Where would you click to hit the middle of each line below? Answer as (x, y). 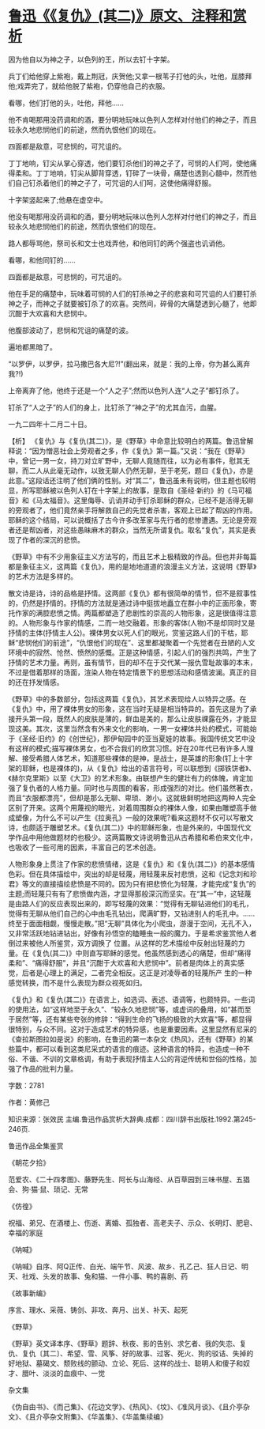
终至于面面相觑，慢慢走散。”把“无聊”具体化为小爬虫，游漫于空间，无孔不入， (132, 923)
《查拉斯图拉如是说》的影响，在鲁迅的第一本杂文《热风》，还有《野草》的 (127, 1039)
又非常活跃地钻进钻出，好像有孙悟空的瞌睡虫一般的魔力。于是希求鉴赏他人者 (132, 933)
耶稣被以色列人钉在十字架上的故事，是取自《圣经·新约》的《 (133, 490)
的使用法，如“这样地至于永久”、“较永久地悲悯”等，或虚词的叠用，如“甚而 (126, 1009)
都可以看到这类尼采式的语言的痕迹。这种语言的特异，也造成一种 (139, 1049)
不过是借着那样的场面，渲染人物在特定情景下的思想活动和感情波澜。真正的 (129, 672)
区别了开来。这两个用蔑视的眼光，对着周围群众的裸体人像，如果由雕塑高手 (129, 807)
